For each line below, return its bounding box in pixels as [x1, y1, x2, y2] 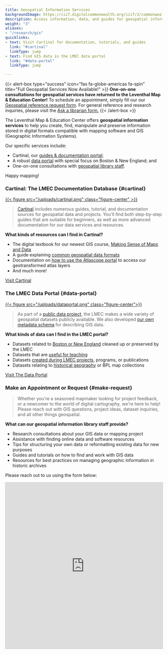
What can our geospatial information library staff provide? [5, 421, 129, 427]
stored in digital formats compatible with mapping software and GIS [5, 128, 144, 134]
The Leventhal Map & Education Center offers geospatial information [5, 117, 149, 123]
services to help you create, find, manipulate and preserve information [5, 123, 151, 129]
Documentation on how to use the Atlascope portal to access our [12, 257, 146, 263]
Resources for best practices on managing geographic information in [12, 457, 154, 463]
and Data [12, 246, 31, 252]
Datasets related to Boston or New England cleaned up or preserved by [12, 341, 159, 347]
